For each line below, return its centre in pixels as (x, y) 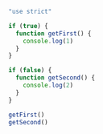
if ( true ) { (28, 26)
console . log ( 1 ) (48, 41)
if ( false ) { (30, 71)
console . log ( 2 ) (48, 85)
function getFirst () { (54, 33)
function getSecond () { (55, 78)
